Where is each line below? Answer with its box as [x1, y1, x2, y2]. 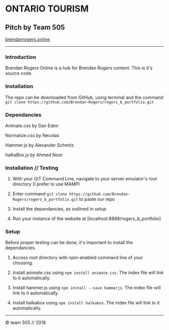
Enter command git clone [12, 191, 67, 197]
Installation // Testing [5, 164, 59, 171]
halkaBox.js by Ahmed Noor [5, 152, 63, 158]
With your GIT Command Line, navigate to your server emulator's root [12, 176, 157, 182]
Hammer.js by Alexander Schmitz [5, 142, 74, 148]
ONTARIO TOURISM [5, 3, 89, 15]
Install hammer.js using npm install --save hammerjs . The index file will [12, 285, 161, 291]
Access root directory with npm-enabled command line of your [12, 255, 143, 261]
